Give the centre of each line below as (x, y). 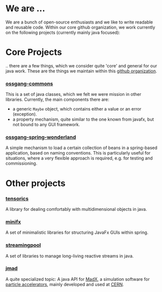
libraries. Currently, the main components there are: (57, 100)
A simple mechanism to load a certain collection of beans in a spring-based (81, 148)
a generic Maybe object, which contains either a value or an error (77, 109)
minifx (13, 222)
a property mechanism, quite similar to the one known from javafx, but (83, 119)
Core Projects (34, 52)
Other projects (36, 183)
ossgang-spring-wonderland (41, 137)
